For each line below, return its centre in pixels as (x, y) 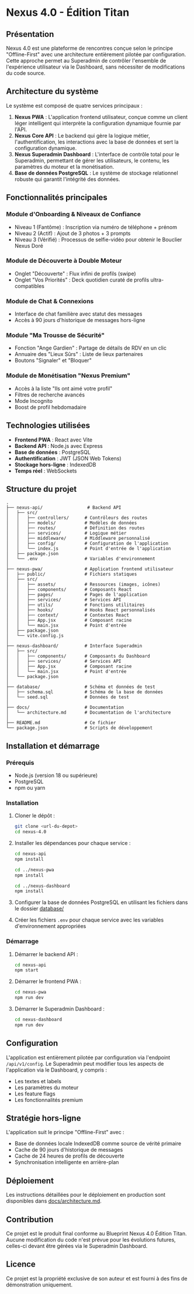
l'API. (21, 129)
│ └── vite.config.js (35, 636)
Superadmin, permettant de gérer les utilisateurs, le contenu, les (92, 160)
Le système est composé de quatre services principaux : (75, 105)
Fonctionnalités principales (57, 198)
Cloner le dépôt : (35, 816)
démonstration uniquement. (39, 1285)
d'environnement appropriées (50, 926)
